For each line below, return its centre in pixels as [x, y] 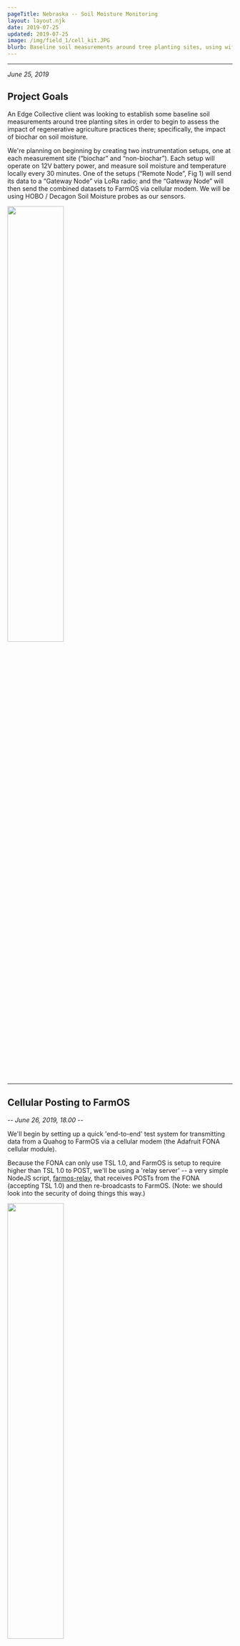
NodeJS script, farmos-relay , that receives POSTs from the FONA [104, 1178]
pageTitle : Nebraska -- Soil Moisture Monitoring [83, 14]
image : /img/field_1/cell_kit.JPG [59, 41]
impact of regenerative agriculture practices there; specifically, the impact [117, 129]
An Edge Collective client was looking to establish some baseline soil [109, 114]
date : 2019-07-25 [33, 27]
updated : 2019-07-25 [38, 34]
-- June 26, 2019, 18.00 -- [45, 1120]
